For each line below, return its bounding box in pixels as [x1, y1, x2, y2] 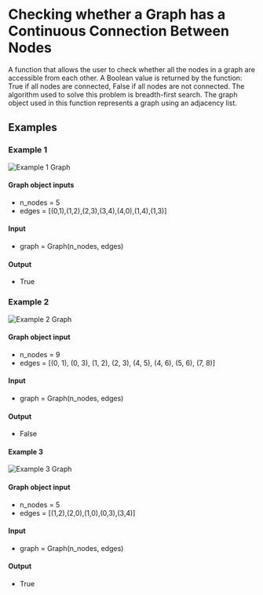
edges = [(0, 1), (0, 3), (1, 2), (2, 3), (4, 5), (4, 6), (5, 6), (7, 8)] [19, 358, 216, 367]
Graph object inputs [8, 181, 75, 190]
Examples [8, 121, 57, 134]
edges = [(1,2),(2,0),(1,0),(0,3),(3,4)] [19, 508, 136, 517]
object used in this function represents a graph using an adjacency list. [8, 98, 238, 108]
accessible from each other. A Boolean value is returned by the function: [8, 73, 243, 82]
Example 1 [8, 144, 48, 155]
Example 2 [8, 297, 49, 308]
